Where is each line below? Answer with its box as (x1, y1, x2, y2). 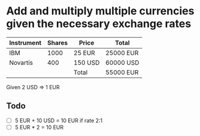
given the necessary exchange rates (6, 17, 192, 31)
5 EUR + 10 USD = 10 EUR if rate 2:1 (14, 117, 103, 124)
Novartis (9, 58, 34, 67)
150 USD (74, 58, 100, 67)
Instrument (9, 38, 42, 47)
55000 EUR (105, 68, 139, 76)
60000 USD (105, 58, 140, 67)
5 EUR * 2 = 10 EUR (14, 123, 64, 131)
